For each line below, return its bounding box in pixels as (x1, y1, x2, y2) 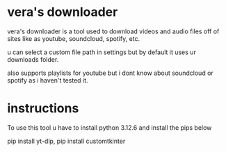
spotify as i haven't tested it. (7, 76, 88, 84)
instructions (7, 101, 79, 117)
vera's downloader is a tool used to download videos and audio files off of (7, 27, 220, 35)
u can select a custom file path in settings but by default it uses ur (7, 48, 196, 56)
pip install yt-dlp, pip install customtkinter (7, 137, 126, 145)
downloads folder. (7, 55, 59, 63)
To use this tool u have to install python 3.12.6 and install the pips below (7, 123, 212, 132)
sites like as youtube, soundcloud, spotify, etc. (7, 34, 140, 42)
